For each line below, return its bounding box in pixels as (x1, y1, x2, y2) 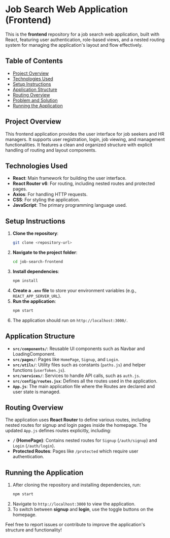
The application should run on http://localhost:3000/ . (12, 317, 128, 323)
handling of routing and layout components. (5, 147, 97, 153)
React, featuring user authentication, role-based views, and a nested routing (5, 37, 165, 43)
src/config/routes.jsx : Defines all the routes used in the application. (12, 377, 158, 384)
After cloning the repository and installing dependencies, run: (12, 482, 141, 488)
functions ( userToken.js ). (12, 367, 66, 373)
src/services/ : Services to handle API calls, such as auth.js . (12, 372, 141, 378)
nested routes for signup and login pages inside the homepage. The (5, 422, 147, 428)
